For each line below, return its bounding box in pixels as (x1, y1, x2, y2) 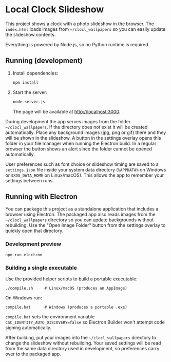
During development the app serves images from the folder (5, 118, 131, 124)
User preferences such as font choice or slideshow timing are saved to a (5, 161, 159, 167)
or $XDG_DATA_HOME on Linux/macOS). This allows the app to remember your (5, 172, 164, 178)
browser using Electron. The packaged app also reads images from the (5, 212, 156, 218)
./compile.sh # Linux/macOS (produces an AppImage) (5, 285, 127, 291)
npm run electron (5, 252, 43, 257)
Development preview (5, 240, 62, 247)
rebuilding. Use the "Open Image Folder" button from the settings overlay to (5, 222, 166, 228)
